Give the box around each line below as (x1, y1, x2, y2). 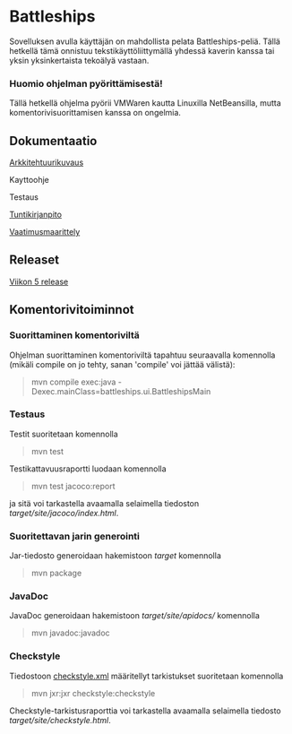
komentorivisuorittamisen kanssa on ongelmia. (9, 108, 182, 118)
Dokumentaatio (9, 133, 98, 149)
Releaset (9, 253, 60, 268)
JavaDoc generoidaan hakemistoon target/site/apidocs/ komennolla (9, 610, 260, 621)
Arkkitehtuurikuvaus (9, 157, 84, 168)
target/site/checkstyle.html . (9, 714, 111, 725)
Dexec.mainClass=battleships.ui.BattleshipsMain (30, 385, 211, 396)
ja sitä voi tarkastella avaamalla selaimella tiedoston (9, 497, 200, 508)
